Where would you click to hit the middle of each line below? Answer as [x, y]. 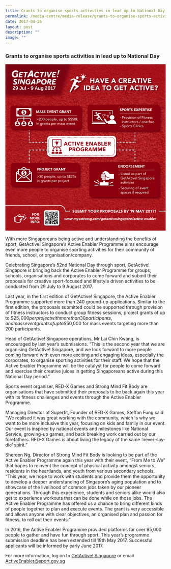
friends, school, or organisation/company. [49, 255]
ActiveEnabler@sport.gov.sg [35, 561]
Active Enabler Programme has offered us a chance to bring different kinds [84, 503]
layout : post [19, 27]
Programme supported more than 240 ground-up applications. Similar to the [85, 302]
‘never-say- [153, 439]
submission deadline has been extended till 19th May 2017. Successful [79, 540]
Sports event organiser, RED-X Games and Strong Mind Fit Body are [76, 386]
